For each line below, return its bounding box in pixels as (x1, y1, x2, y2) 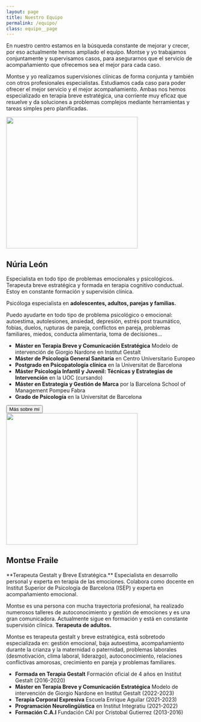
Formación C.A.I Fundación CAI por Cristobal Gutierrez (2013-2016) (14, 708, 184, 716)
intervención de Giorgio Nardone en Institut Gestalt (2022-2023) (14, 690, 175, 697)
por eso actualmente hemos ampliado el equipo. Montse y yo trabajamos (6, 49, 187, 56)
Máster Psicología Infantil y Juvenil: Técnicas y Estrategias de (14, 368, 173, 375)
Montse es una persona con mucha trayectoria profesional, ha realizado (6, 602, 184, 609)
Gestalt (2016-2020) (14, 676, 66, 683)
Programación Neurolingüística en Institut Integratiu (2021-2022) (14, 702, 178, 709)
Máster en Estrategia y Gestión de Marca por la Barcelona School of (14, 380, 186, 388)
